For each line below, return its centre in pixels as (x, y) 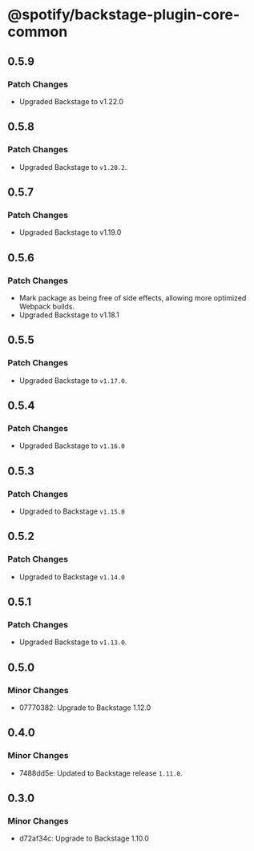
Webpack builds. (47, 306)
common (38, 32)
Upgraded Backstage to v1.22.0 (71, 101)
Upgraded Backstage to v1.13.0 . (73, 642)
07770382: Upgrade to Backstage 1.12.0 (85, 708)
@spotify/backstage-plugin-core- (124, 15)
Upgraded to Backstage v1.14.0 (72, 577)
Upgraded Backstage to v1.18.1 (69, 315)
